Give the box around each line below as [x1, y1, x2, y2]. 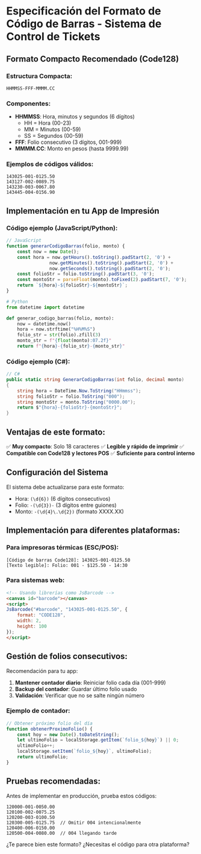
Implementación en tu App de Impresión [6, 206, 159, 216]
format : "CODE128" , [17, 612, 66, 618]
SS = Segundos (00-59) [23, 132, 84, 140]
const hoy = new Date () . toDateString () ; [17, 731, 120, 738]
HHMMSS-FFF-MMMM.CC [6, 85, 55, 91]
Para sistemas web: [6, 576, 65, 584]
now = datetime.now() [17, 321, 71, 327]
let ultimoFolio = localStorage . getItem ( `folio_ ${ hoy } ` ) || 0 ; [17, 737, 179, 743]
